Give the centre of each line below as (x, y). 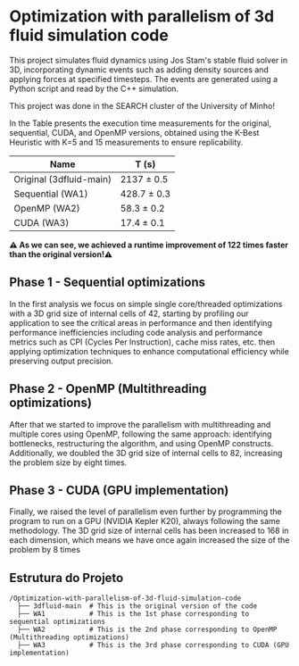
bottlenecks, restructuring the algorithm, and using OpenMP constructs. (141, 443)
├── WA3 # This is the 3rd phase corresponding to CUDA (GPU (154, 645)
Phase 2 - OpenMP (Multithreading (108, 389)
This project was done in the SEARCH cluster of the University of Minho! (142, 105)
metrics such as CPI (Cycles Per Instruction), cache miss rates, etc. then (142, 342)
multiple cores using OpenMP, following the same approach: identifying (141, 434)
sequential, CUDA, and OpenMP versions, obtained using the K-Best (134, 132)
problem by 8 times (45, 550)
